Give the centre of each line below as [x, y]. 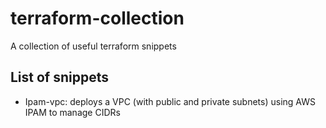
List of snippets [60, 77]
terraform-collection [97, 18]
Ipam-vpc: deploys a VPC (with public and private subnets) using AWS [170, 101]
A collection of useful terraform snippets [93, 46]
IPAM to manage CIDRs [72, 112]
